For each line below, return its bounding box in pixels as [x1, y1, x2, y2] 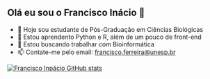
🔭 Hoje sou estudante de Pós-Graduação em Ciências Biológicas [17, 25, 204, 33]
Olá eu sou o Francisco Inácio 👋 [7, 7, 145, 19]
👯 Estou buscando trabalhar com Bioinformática [17, 39, 155, 49]
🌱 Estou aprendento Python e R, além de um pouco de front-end [17, 33, 202, 41]
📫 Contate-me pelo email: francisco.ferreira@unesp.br [17, 48, 176, 56]
